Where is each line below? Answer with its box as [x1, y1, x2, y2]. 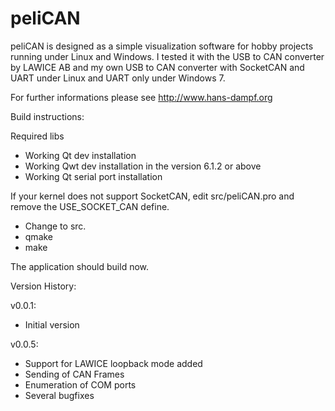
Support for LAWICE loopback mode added [24, 357, 203, 369]
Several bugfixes [24, 389, 95, 401]
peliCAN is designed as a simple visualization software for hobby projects [10, 40, 314, 52]
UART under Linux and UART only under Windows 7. [10, 72, 226, 84]
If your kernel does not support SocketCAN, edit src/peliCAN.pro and [10, 190, 295, 202]
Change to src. [24, 220, 87, 232]
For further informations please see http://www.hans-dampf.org [10, 91, 273, 103]
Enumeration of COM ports [24, 378, 137, 391]
